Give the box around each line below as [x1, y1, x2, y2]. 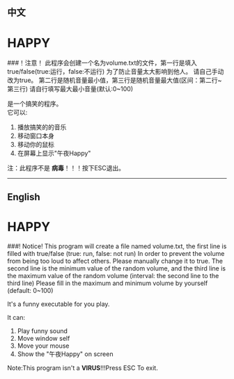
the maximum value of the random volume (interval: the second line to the [7, 271, 219, 280]
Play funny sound [17, 326, 68, 335]
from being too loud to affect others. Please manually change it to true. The [7, 257, 223, 265]
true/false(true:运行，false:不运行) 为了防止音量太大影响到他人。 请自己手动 [7, 67, 224, 76]
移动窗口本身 [17, 131, 54, 140]
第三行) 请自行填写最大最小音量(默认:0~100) [7, 85, 134, 93]
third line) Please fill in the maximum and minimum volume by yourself [7, 279, 208, 287]
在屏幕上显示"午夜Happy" [17, 149, 91, 158]
